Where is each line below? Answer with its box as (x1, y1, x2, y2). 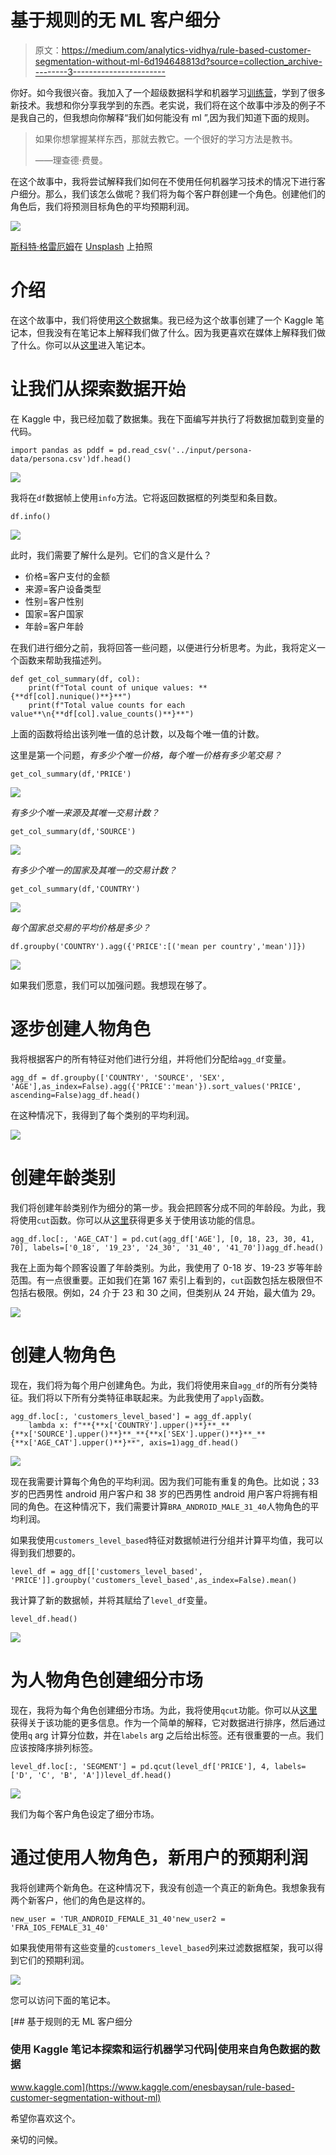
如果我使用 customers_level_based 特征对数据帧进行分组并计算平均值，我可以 (10, 1534, 324, 1546)
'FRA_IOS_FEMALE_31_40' (10, 1922, 110, 1933)
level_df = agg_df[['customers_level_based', (10, 1566, 203, 1576)
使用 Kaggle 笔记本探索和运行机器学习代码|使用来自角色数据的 (10, 2042, 310, 2056)
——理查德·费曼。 (34, 154, 108, 166)
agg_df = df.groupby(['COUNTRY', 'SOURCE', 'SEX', (10, 1072, 226, 1083)
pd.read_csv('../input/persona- (117, 445, 253, 455)
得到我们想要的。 (10, 1546, 81, 1558)
